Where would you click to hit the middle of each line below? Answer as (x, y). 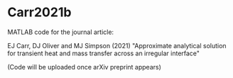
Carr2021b (39, 12)
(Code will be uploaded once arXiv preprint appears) (85, 67)
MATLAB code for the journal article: (61, 32)
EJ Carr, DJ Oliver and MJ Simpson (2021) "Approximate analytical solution (117, 45)
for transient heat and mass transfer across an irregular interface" (104, 53)
